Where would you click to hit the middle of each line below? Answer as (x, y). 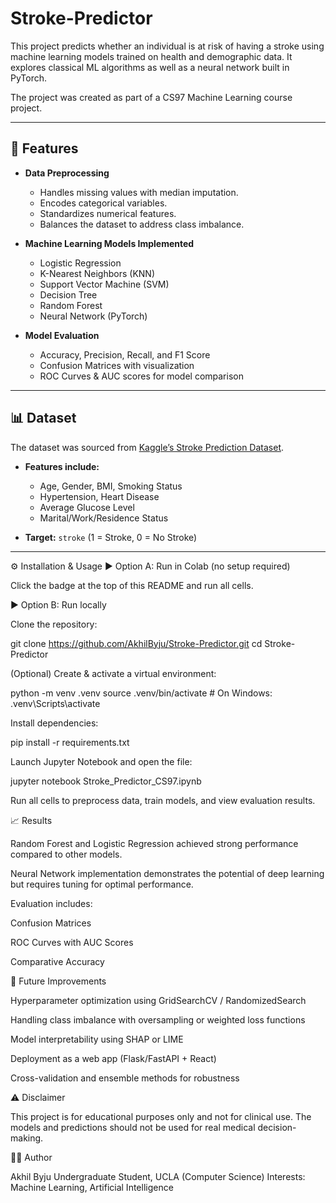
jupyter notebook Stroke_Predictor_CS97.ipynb (106, 781)
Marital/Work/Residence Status (104, 518)
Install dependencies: (54, 723)
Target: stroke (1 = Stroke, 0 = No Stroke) (111, 537)
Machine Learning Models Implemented (109, 243)
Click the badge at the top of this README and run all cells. (132, 585)
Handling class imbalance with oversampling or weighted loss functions (158, 1019)
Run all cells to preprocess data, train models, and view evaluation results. (163, 800)
